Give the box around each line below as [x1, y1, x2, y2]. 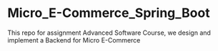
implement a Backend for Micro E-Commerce [7, 35, 141, 44]
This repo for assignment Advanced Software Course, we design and [7, 28, 211, 37]
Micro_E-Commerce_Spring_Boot [7, 5, 210, 21]
